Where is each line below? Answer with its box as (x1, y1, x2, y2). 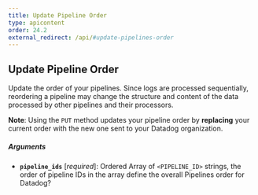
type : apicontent (8, 19, 65, 27)
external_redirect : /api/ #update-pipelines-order (8, 33, 175, 42)
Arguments (8, 142, 46, 151)
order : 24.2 (8, 26, 47, 34)
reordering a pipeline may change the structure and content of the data (8, 92, 239, 101)
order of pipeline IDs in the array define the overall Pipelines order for (19, 170, 245, 179)
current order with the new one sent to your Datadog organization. (8, 123, 223, 134)
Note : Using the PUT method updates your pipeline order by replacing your (8, 116, 250, 125)
